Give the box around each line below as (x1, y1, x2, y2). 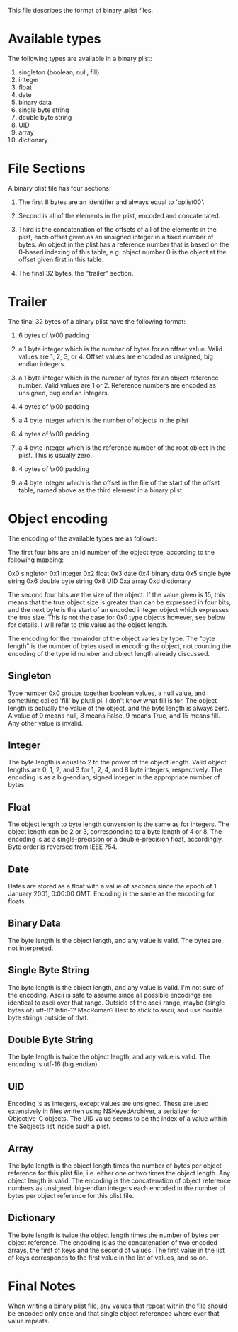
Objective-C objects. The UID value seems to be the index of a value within (8, 1114, 227, 1123)
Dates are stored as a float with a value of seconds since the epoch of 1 (8, 882, 217, 890)
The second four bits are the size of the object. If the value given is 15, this (8, 590, 225, 599)
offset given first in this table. (18, 255, 104, 264)
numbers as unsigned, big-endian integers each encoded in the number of (8, 1184, 226, 1192)
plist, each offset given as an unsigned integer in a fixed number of (18, 232, 215, 241)
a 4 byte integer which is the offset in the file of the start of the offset (18, 478, 220, 487)
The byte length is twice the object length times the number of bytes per (8, 1231, 220, 1239)
